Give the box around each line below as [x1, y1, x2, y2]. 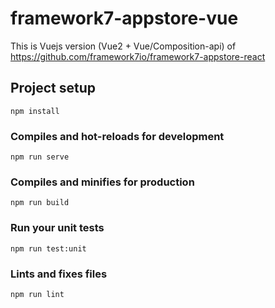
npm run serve [10, 152, 70, 162]
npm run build [10, 198, 70, 208]
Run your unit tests [10, 221, 105, 235]
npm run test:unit [10, 243, 87, 254]
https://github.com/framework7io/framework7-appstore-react [10, 50, 266, 62]
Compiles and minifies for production [10, 175, 195, 189]
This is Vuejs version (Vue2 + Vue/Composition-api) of [10, 40, 237, 52]
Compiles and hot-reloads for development [10, 129, 225, 143]
